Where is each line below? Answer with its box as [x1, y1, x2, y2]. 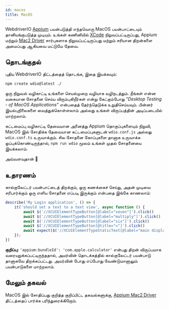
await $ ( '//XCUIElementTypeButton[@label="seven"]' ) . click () [23, 209, 154, 214]
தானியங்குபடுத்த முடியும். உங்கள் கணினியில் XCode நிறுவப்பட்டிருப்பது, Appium [5, 31, 157, 38]
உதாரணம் [5, 171, 36, 179]
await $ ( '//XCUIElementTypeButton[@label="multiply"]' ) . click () [23, 214, 161, 219]
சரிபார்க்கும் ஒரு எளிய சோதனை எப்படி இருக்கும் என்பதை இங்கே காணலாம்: [5, 190, 151, 196]
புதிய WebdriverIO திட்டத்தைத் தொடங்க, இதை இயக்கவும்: [5, 71, 117, 77]
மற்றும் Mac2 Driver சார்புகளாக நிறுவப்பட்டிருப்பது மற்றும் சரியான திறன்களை [5, 37, 152, 43]
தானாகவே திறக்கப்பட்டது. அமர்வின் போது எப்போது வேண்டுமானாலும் [5, 258, 138, 264]
